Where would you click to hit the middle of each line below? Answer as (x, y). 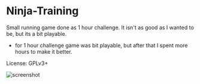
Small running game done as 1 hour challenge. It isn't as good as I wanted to (100, 27)
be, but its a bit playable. (37, 33)
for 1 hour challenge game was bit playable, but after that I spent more (101, 45)
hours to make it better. (43, 51)
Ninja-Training (43, 11)
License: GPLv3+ (27, 63)
